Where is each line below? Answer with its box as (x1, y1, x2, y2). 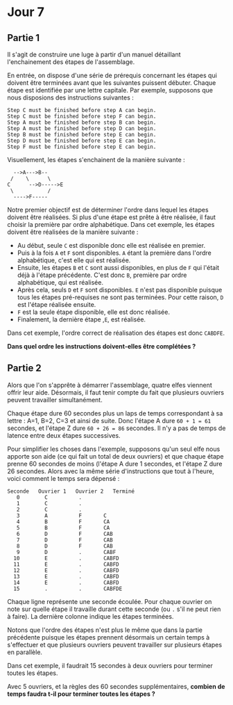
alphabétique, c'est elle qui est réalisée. (17, 256, 131, 264)
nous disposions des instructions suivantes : (7, 93, 134, 102)
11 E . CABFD (13, 561, 119, 568)
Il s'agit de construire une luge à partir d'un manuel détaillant (7, 50, 182, 58)
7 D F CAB (16, 537, 113, 544)
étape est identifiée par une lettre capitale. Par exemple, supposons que (7, 86, 214, 94)
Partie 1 (7, 32, 40, 44)
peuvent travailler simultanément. (7, 395, 103, 404)
